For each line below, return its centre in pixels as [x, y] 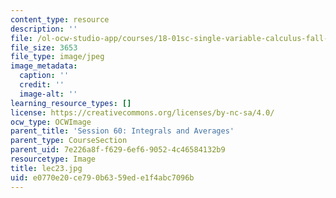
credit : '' [42, 85]
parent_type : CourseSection [69, 141]
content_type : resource [60, 19]
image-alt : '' [48, 94]
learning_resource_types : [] [71, 103]
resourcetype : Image [53, 159]
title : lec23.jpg [46, 168]
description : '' [44, 29]
